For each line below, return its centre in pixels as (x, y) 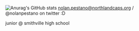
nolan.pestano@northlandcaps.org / (96, 8)
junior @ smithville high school (38, 23)
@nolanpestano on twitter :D (35, 13)
